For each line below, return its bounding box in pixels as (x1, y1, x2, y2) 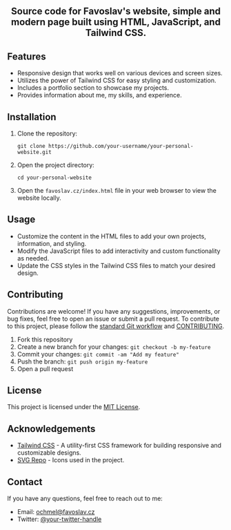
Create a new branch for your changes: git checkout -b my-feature (17, 342, 211, 351)
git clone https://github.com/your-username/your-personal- (17, 143, 194, 150)
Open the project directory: (17, 161, 94, 169)
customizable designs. (17, 448, 81, 457)
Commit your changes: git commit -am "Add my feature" (17, 350, 179, 358)
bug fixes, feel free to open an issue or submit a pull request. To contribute (7, 314, 219, 323)
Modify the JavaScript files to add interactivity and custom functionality (17, 247, 221, 255)
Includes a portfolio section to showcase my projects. (17, 84, 170, 92)
